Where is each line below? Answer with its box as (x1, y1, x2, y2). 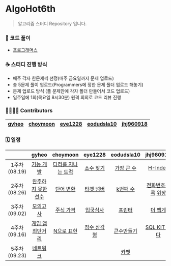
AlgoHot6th (5, 3, 56, 15)
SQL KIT (145, 224, 165, 231)
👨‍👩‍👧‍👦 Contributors (5, 107, 53, 114)
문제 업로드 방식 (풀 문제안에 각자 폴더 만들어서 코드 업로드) (12, 87, 130, 94)
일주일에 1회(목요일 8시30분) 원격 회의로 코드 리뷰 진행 (12, 94, 121, 100)
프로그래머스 (12, 47, 38, 53)
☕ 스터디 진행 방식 (5, 61, 47, 68)
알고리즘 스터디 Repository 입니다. (17, 20, 87, 26)
